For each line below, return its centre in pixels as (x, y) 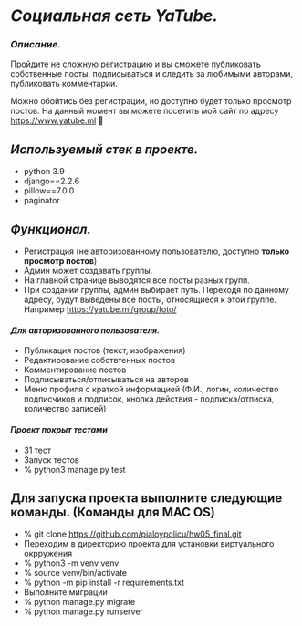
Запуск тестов (52, 459)
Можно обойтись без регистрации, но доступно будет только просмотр (151, 101)
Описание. (36, 45)
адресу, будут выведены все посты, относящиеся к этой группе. (150, 300)
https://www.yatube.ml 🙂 (57, 120)
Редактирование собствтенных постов (99, 360)
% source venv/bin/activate (75, 573)
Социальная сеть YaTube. (114, 16)
